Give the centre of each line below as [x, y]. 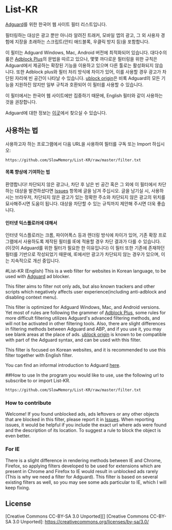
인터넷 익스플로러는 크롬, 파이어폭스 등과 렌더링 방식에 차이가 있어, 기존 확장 [81, 235]
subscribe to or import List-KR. [38, 381]
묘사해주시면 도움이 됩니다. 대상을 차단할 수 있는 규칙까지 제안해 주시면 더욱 [81, 203]
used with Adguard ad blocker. [38, 277]
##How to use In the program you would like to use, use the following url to [85, 375]
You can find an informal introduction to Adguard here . [63, 365]
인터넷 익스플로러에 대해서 [31, 223]
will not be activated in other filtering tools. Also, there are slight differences [85, 324]
